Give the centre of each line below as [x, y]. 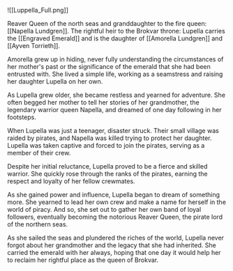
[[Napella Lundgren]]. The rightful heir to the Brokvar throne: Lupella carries [116, 31]
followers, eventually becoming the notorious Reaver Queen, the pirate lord [115, 217]
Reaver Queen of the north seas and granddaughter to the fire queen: [107, 23]
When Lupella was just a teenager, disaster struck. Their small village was [113, 131]
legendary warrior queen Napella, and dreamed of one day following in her [114, 110]
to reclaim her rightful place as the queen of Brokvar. [83, 260]
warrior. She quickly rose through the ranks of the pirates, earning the [107, 174]
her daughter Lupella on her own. [55, 82]
